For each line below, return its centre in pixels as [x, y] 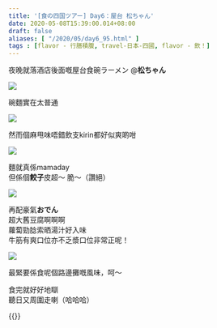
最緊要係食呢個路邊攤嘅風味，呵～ [65, 273]
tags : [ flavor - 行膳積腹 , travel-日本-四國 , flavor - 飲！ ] [109, 46]
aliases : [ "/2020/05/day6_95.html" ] [74, 38]
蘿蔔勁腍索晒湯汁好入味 [47, 230]
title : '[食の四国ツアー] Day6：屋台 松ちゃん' [81, 16]
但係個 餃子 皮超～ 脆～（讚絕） [59, 177]
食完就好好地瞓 [33, 290]
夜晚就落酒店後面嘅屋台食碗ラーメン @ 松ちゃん [87, 70]
